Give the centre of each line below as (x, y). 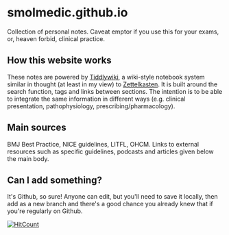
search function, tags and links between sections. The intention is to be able (115, 91)
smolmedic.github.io (68, 13)
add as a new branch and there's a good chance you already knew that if (110, 204)
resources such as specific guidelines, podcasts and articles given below (110, 151)
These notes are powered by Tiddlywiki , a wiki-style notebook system (106, 77)
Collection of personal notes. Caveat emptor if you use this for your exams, (113, 32)
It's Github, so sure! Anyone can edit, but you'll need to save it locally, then (112, 197)
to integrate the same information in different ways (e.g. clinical (96, 99)
